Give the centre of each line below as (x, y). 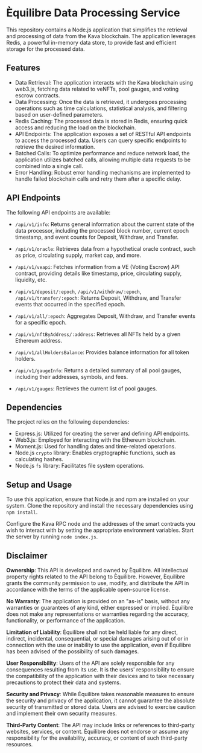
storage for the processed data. (46, 49)
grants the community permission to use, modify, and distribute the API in (98, 583)
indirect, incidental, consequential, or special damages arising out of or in (97, 638)
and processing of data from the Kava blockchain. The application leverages (101, 36)
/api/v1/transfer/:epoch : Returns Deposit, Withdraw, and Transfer (98, 298)
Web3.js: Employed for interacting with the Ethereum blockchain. (95, 440)
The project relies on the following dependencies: (68, 422)
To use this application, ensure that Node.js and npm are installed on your (98, 499)
